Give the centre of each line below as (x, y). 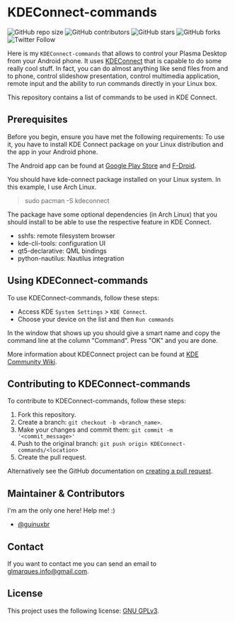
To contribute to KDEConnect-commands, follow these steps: (97, 401)
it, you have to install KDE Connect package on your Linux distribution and (115, 144)
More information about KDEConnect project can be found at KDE (103, 354)
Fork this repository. (47, 415)
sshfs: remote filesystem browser (66, 236)
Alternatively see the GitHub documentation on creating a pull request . (110, 471)
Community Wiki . (33, 361)
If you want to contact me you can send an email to (82, 564)
